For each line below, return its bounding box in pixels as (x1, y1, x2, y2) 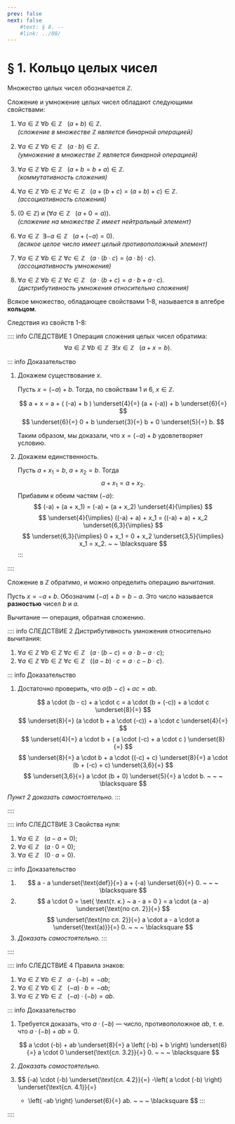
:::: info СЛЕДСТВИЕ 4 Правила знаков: (7, 961, 125, 969)
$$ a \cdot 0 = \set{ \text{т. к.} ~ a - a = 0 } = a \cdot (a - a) (37, 897, 209, 905)
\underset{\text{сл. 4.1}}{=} (17, 1083, 97, 1091)
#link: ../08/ (20, 30, 61, 37)
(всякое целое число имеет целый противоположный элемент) (17, 240, 208, 248)
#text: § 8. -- (20, 23, 65, 30)
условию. (17, 439, 46, 447)
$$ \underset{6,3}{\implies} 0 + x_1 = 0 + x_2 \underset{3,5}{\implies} (22, 531, 224, 540)
